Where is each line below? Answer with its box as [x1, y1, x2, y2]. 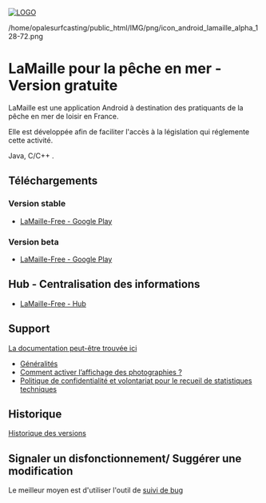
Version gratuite [8, 77, 118, 95]
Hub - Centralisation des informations [8, 277, 200, 291]
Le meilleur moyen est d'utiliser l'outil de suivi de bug [8, 485, 184, 495]
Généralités [19, 358, 58, 368]
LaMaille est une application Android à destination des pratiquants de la [8, 102, 244, 112]
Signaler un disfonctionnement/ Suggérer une [8, 452, 242, 465]
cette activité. [8, 135, 54, 145]
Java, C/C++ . [8, 150, 54, 160]
